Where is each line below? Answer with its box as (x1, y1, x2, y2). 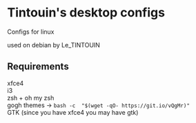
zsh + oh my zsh (7, 93, 55, 102)
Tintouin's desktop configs (7, 5, 166, 21)
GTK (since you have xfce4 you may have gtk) (7, 108, 139, 116)
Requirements (7, 60, 69, 73)
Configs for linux (7, 27, 55, 36)
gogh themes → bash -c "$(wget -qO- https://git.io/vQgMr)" (7, 101, 190, 109)
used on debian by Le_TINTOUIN (7, 41, 100, 49)
